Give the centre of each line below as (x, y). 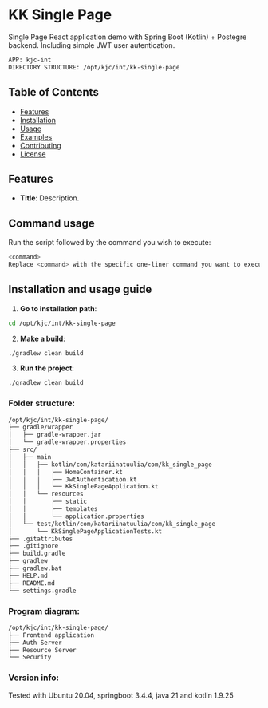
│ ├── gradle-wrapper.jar (55, 435)
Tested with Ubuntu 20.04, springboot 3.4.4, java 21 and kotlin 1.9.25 (121, 695)
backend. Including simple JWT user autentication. (92, 45)
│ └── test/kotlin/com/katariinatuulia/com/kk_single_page (112, 524)
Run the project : (47, 368)
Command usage (52, 223)
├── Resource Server (43, 650)
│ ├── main (30, 457)
